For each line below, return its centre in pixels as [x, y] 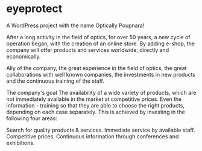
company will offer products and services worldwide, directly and [88, 50]
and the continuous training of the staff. [55, 81]
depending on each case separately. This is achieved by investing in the [96, 112]
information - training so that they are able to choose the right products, [96, 105]
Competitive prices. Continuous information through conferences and [93, 136]
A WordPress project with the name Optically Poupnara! [75, 25]
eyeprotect [34, 9]
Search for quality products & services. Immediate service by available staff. [101, 130]
